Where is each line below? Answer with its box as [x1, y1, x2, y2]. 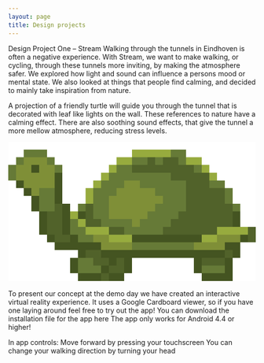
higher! [8, 323, 31, 332]
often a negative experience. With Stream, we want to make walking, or [8, 52, 239, 61]
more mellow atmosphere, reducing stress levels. [8, 126, 167, 135]
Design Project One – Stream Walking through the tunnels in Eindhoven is [8, 43, 245, 53]
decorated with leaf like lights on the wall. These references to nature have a [8, 109, 256, 118]
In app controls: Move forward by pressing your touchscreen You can [8, 338, 233, 346]
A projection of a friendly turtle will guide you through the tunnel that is [8, 101, 237, 110]
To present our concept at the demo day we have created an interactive [8, 289, 240, 298]
